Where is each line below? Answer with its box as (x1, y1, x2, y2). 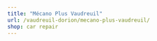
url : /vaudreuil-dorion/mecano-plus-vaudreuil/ (7, 17, 151, 24)
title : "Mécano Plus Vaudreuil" (7, 10, 103, 17)
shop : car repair (7, 23, 59, 30)
